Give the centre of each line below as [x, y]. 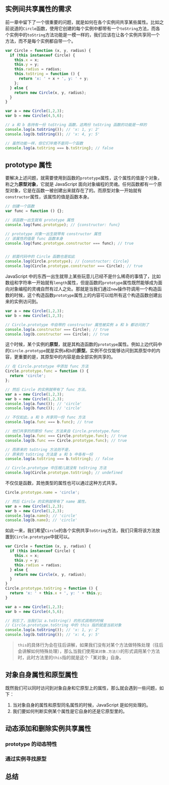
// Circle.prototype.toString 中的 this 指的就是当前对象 [63, 625]
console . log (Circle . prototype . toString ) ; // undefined [64, 473]
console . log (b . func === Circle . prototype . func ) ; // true [66, 440]
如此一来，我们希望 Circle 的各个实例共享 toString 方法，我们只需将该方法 [80, 530]
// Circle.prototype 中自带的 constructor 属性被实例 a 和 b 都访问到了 [77, 325]
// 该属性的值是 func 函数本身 [34, 239]
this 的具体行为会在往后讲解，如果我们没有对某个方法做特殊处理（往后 [90, 645]
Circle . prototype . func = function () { [47, 371]
